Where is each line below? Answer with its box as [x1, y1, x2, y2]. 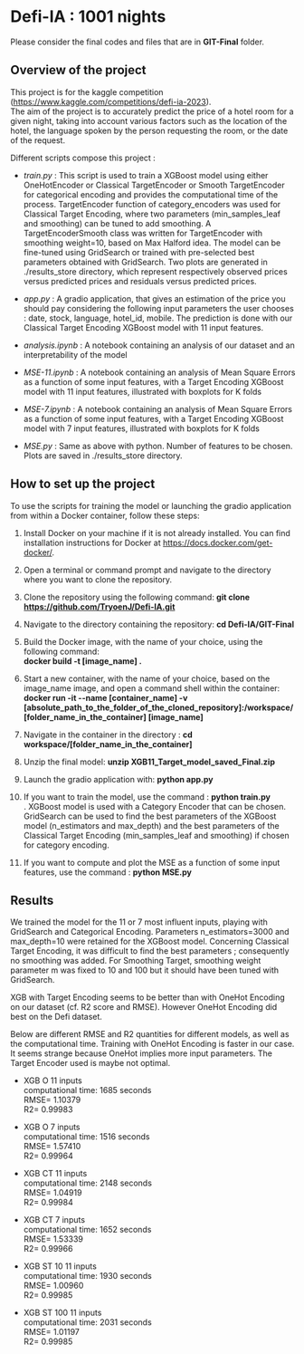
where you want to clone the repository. [23, 573, 173, 585]
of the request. [10, 134, 66, 146]
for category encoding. [23, 840, 109, 850]
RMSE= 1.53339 [23, 1234, 84, 1244]
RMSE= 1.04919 [23, 1187, 82, 1198]
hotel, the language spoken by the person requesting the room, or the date [10, 125, 289, 136]
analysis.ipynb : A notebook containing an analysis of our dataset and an [23, 340, 295, 351]
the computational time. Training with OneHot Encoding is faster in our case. [10, 1039, 295, 1050]
